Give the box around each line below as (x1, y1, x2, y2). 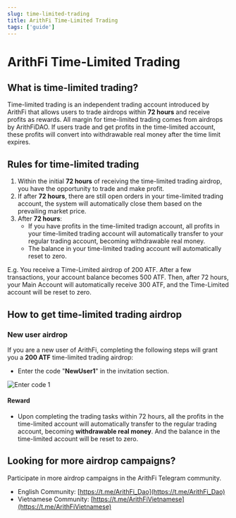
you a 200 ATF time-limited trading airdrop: (7, 353, 134, 362)
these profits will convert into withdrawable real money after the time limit (7, 130, 221, 139)
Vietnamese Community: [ (17, 495, 94, 503)
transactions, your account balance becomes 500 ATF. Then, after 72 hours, (7, 273, 229, 282)
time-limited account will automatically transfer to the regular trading (17, 420, 217, 428)
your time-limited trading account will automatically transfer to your (27, 230, 224, 238)
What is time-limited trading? (7, 82, 139, 94)
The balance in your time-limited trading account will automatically (27, 245, 222, 253)
